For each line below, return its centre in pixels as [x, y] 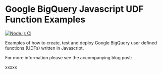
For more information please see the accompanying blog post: [69, 57]
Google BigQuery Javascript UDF [74, 9]
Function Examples [45, 19]
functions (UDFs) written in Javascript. [45, 48]
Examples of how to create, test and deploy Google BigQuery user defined [81, 42]
